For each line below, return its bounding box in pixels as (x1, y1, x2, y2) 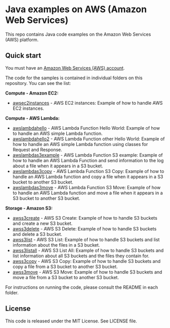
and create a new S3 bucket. (12, 220, 73, 226)
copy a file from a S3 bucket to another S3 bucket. (12, 263, 118, 270)
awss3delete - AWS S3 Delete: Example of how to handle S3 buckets (12, 225, 157, 232)
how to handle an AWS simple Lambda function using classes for (12, 141, 148, 147)
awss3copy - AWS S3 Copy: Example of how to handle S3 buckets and (12, 258, 161, 264)
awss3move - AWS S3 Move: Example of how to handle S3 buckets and (12, 269, 162, 275)
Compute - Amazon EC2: (5, 90, 59, 96)
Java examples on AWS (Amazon (5, 4, 147, 15)
